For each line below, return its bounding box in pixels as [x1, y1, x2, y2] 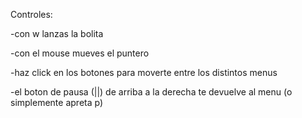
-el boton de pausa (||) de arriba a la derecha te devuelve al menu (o [10, 86, 293, 98]
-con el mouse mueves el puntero [10, 47, 150, 59]
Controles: [10, 9, 53, 20]
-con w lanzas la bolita [10, 28, 104, 39]
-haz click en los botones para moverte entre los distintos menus [10, 67, 278, 78]
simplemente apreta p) [10, 97, 104, 108]
